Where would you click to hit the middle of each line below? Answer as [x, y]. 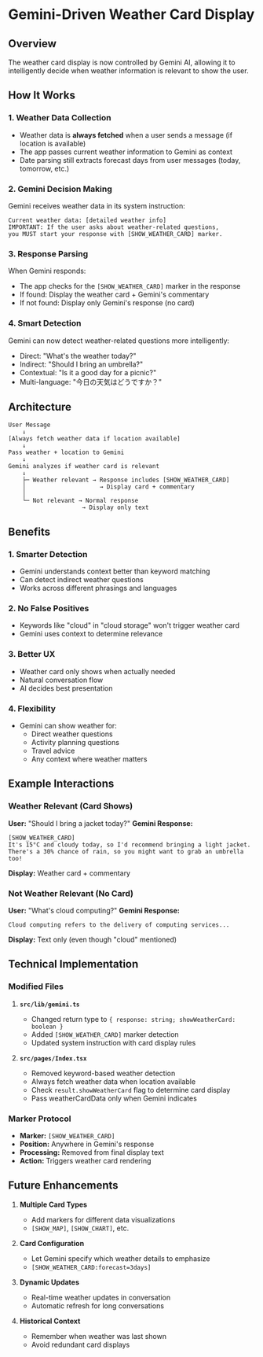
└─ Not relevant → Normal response [80, 501]
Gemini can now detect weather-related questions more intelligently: [119, 341]
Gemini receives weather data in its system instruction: [97, 205]
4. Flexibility [32, 708]
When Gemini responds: [47, 271]
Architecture [40, 407]
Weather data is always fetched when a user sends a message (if [126, 135]
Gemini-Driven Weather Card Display [131, 15]
